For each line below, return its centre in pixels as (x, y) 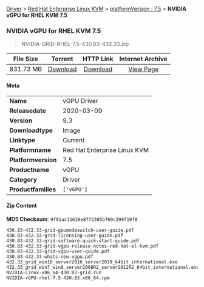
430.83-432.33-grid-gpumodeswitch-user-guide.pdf (70, 230)
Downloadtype (31, 130)
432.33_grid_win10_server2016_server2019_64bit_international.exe (92, 262)
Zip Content (22, 206)
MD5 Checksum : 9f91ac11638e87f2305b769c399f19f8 (72, 219)
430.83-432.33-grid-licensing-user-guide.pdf (65, 236)
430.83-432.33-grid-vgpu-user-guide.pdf (58, 251)
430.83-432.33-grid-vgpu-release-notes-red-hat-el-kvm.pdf (83, 246)
